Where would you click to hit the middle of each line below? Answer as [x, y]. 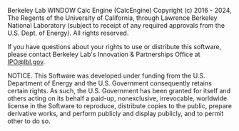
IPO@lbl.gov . [26, 62]
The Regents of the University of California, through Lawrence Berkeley [112, 18]
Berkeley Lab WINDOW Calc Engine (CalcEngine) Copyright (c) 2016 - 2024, [119, 10]
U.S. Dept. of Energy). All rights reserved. [68, 33]
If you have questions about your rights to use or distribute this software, [115, 47]
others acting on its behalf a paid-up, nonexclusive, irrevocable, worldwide [117, 98]
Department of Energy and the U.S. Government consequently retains [110, 83]
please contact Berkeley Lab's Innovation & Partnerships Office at [104, 54]
